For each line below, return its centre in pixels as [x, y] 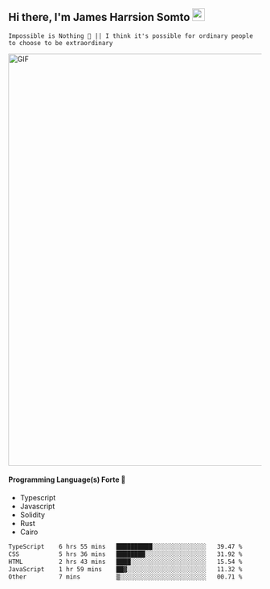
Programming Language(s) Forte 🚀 [67, 479]
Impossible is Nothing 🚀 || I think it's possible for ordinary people [131, 36]
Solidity [33, 515]
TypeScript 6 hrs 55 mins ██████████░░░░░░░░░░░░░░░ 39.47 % [125, 547]
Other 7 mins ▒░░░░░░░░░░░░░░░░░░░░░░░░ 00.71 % [125, 577]
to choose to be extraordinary [61, 43]
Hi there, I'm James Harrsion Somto [99, 17]
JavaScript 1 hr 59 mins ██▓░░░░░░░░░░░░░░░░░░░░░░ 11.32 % [125, 569]
